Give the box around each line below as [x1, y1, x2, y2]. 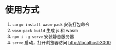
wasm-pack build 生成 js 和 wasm [12, 27, 78, 33]
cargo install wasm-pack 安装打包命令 [12, 21, 90, 27]
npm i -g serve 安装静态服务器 [12, 33, 74, 39]
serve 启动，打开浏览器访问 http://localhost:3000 [12, 39, 111, 45]
